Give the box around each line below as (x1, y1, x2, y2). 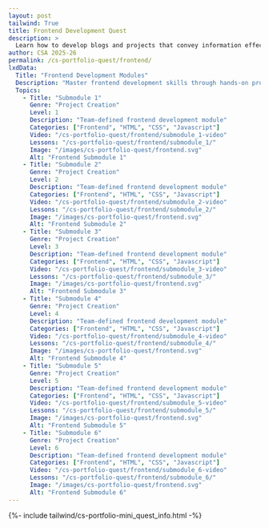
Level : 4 (29, 309, 59, 317)
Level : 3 (29, 243, 59, 251)
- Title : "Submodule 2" (22, 161, 102, 169)
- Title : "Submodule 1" (22, 94, 102, 102)
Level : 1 (29, 109, 59, 117)
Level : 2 (29, 175, 59, 184)
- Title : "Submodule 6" (22, 429, 102, 437)
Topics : (15, 86, 42, 95)
